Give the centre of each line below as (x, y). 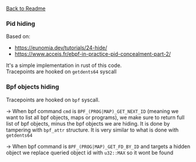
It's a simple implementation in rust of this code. (64, 65)
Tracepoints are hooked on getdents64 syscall (61, 72)
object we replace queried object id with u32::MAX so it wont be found (90, 153)
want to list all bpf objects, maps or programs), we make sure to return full (95, 117)
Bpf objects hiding (33, 87)
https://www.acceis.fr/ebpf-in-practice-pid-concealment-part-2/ (93, 54)
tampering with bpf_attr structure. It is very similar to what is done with (92, 130)
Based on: (18, 36)
